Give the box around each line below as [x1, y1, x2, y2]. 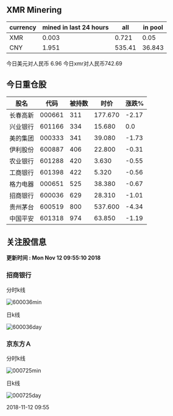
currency [9, 23, 37, 31]
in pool [143, 23, 163, 31]
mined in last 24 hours [42, 23, 109, 31]
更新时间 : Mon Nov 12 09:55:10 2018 [6, 254, 101, 262]
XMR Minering [6, 5, 62, 15]
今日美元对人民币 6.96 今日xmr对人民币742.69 [6, 59, 123, 67]
